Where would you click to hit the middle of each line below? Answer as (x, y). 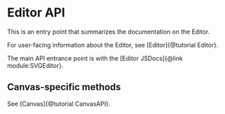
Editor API (36, 13)
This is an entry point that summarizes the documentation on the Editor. (108, 32)
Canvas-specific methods (64, 87)
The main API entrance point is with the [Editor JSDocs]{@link (95, 58)
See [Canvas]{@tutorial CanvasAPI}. (59, 104)
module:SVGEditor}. (35, 65)
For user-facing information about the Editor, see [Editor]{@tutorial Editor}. (113, 45)
